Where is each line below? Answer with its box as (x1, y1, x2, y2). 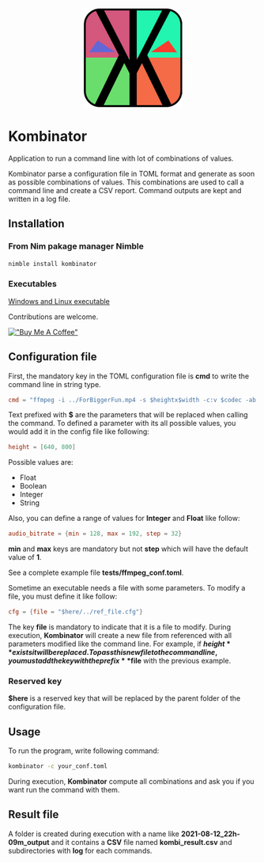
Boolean (19, 481, 47, 491)
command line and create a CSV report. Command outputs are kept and (8, 185, 242, 195)
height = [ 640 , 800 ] (8, 443, 77, 451)
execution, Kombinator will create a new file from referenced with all (8, 631, 232, 641)
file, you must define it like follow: (8, 591, 118, 601)
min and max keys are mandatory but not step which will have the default (8, 544, 249, 553)
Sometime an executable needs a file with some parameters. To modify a (8, 584, 246, 593)
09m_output (8, 837, 50, 846)
